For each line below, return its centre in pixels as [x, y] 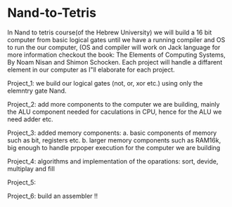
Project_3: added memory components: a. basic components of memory [112, 133]
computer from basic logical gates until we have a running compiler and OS [116, 39]
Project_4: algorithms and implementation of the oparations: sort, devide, [113, 161]
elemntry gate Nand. [37, 91]
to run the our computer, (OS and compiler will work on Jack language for [114, 47]
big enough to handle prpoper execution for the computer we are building [114, 147]
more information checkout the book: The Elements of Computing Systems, [117, 55]
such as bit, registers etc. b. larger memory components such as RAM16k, [114, 140]
